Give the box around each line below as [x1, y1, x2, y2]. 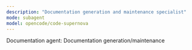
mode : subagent [6, 15, 45, 21]
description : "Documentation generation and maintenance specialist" [6, 9, 187, 15]
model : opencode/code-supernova [6, 20, 88, 26]
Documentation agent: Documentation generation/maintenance [6, 37, 165, 45]
